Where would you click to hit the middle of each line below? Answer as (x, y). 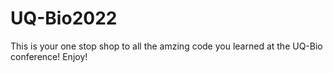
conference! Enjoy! (49, 56)
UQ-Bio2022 (64, 18)
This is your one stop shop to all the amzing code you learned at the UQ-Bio (166, 46)
